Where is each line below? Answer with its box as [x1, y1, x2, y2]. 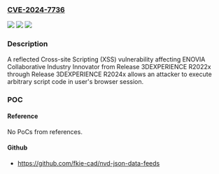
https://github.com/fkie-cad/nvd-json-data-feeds [17, 159, 160, 167]
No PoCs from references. [7, 127, 83, 136]
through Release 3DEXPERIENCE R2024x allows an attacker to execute [7, 70, 212, 78]
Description [7, 39, 48, 49]
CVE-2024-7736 [7, 5, 65, 15]
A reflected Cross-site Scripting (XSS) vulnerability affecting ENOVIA [7, 55, 206, 64]
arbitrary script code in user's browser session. [7, 77, 144, 85]
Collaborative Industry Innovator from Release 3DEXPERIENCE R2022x [7, 62, 211, 71]
